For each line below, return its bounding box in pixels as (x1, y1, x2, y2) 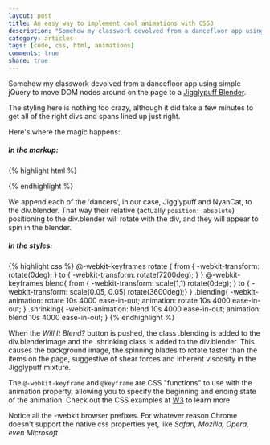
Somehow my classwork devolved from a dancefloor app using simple (8, 78, 241, 89)
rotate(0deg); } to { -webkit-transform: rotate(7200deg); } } (8, 270, 204, 279)
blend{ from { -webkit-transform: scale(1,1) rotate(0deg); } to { (45, 278, 251, 288)
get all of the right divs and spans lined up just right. (8, 111, 181, 121)
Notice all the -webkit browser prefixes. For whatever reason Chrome (8, 410, 238, 420)
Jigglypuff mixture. (8, 362, 72, 372)
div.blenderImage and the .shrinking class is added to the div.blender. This (8, 336, 255, 346)
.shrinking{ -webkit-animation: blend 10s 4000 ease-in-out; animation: (27, 303, 261, 314)
